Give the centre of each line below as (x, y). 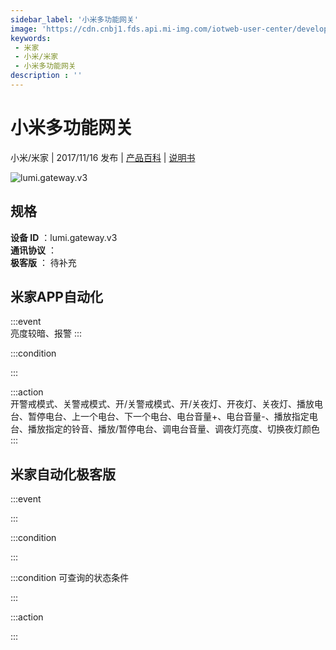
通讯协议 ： (33, 250)
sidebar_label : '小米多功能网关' (74, 19)
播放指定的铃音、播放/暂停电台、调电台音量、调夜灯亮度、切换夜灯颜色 (174, 429)
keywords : (31, 38)
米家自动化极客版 (63, 474)
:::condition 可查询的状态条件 (70, 578)
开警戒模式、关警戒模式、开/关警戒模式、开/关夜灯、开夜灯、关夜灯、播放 (162, 404)
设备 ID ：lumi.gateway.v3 (64, 237)
